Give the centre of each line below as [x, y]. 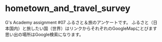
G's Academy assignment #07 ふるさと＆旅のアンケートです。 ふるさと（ [79, 22]
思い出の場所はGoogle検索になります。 [44, 34]
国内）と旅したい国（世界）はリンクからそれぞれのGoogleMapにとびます [83, 28]
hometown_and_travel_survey [68, 8]
